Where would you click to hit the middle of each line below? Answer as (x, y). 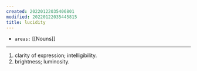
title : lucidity (26, 22)
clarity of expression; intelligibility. (56, 55)
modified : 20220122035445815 (42, 17)
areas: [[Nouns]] (35, 39)
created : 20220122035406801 (40, 11)
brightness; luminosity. (42, 62)
